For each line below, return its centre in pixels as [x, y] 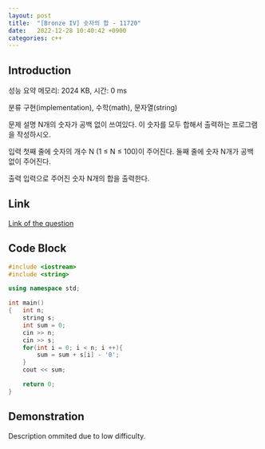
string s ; [39, 318]
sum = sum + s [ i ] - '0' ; [78, 355]
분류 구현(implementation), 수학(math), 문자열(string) [93, 108]
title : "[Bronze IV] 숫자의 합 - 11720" [75, 23]
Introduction [40, 70]
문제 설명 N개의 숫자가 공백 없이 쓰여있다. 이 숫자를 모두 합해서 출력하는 [119, 125]
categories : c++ [35, 38]
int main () [26, 303]
